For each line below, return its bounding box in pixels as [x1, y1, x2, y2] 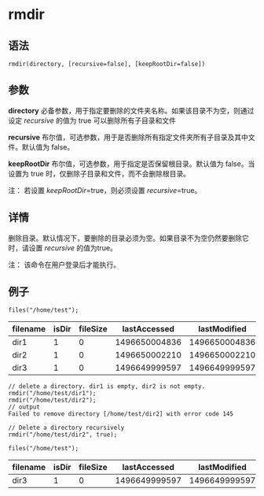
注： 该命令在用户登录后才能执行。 [8, 260, 120, 269]
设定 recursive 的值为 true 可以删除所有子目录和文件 [8, 116, 177, 125]
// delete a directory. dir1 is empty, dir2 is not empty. [8, 383, 206, 391]
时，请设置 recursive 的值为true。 [8, 242, 118, 253]
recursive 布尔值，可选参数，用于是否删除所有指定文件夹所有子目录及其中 [8, 132, 249, 142]
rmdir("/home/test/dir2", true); [8, 431, 118, 439]
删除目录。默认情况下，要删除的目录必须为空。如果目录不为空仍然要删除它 [8, 233, 249, 242]
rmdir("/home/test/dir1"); [8, 390, 97, 398]
